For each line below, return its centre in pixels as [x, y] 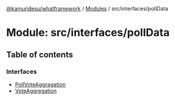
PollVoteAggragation [40, 84]
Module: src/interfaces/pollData [88, 33]
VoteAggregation [36, 90]
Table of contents [40, 54]
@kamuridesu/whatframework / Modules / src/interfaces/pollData [87, 9]
